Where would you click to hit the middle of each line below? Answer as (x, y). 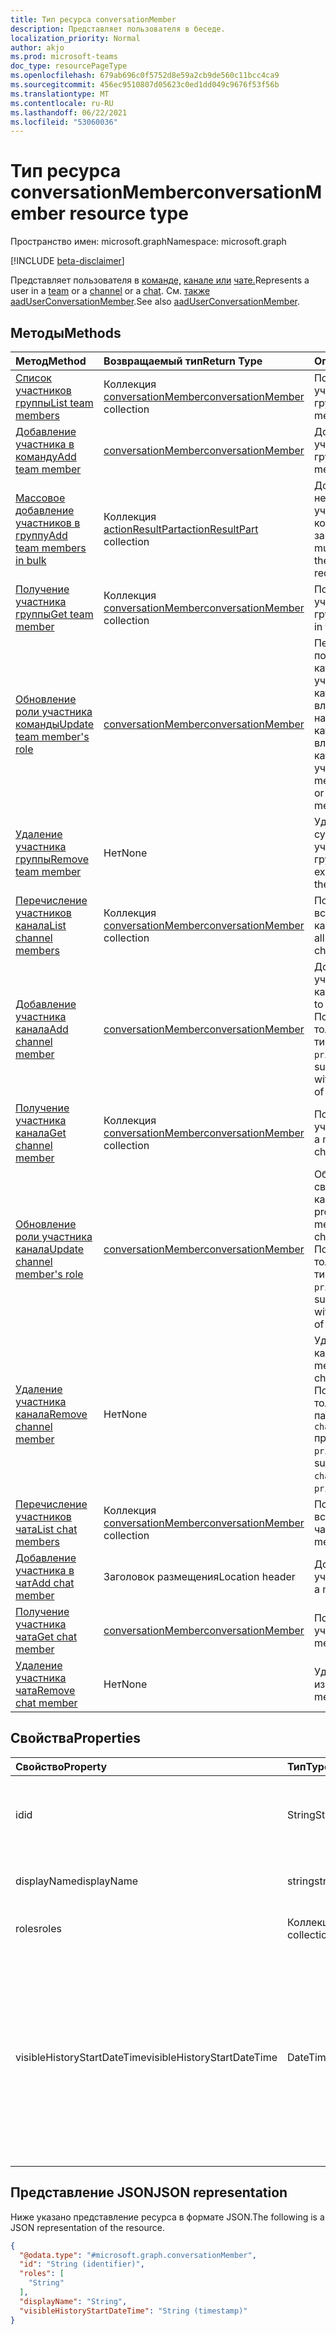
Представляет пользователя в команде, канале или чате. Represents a (160, 280)
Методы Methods (66, 332)
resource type (129, 213)
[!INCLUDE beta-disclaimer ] (67, 261)
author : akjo (37, 47)
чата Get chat (46, 1636)
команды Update (55, 724)
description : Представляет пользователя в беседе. (118, 29)
